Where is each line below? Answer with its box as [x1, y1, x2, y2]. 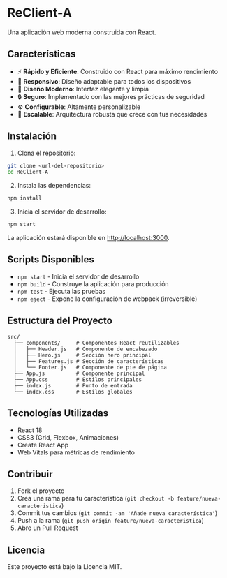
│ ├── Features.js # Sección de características [13, 357, 164, 364]
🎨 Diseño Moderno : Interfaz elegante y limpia [17, 84, 149, 93]
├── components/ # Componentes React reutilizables [13, 339, 180, 346]
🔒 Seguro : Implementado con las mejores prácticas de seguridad [17, 92, 205, 101]
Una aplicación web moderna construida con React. [7, 28, 156, 36]
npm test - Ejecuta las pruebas [17, 287, 106, 295]
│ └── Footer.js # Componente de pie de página [13, 364, 168, 371]
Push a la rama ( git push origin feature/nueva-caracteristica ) [17, 517, 205, 525]
